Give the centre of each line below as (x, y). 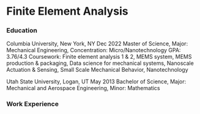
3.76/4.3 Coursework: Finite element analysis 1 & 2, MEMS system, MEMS (99, 57)
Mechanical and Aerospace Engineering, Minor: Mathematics (83, 88)
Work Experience (33, 104)
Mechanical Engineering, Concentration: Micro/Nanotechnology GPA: (94, 50)
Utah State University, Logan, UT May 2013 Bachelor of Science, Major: (96, 82)
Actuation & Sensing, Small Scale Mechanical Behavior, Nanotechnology (97, 70)
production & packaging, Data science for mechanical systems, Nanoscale (100, 63)
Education (22, 31)
